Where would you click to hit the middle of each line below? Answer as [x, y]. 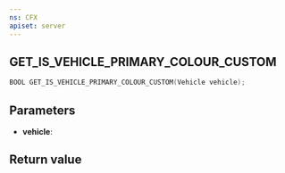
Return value [46, 160]
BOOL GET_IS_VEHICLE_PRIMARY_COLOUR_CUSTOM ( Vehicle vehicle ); [127, 82]
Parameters [42, 110]
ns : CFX [24, 17]
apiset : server [38, 26]
